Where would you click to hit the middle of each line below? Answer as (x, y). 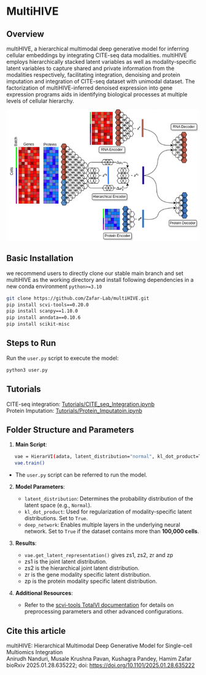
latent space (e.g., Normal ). (58, 505)
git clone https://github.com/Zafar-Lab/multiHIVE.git (78, 298)
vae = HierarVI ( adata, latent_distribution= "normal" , (85, 457)
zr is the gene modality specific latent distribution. (88, 575)
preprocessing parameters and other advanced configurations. (104, 612)
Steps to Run (31, 343)
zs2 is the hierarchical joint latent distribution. (82, 568)
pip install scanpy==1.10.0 (42, 311)
